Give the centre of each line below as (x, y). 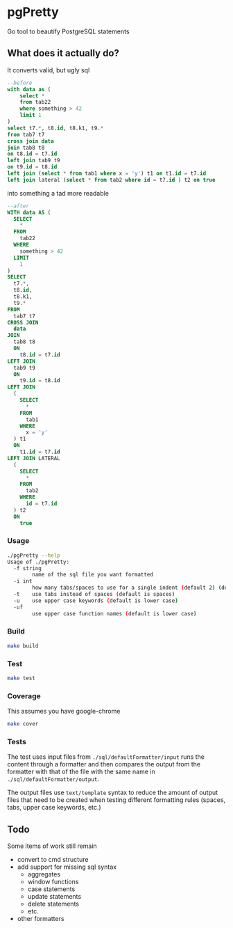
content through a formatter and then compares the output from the (104, 764)
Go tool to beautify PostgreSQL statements (68, 31)
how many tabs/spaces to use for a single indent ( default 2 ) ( (127, 588)
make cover (23, 724)
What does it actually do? (63, 53)
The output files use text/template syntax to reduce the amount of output (113, 793)
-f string (27, 568)
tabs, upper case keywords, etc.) (54, 808)
